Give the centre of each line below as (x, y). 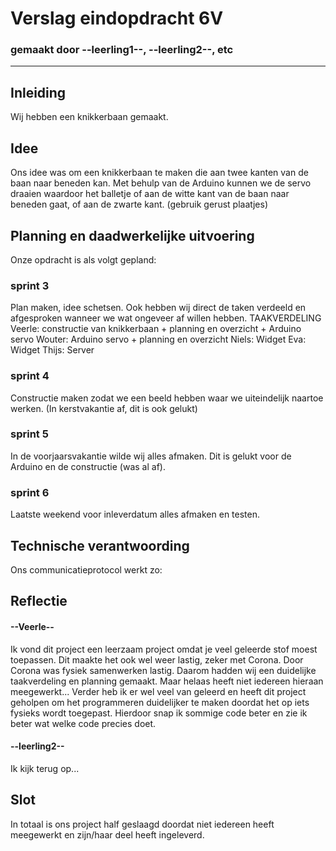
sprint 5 (29, 434)
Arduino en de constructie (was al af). (88, 466)
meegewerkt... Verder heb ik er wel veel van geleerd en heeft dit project (158, 691)
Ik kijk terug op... (45, 768)
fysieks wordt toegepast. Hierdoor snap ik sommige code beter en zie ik (159, 713)
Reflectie (39, 601)
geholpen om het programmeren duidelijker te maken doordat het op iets (160, 702)
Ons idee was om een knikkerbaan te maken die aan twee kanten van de (159, 173)
